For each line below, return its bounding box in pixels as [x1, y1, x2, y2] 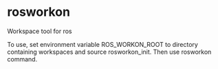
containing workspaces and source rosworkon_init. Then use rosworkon [7, 48, 212, 56]
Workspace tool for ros [7, 27, 72, 35]
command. [7, 55, 38, 63]
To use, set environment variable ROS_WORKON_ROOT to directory [7, 40, 198, 48]
